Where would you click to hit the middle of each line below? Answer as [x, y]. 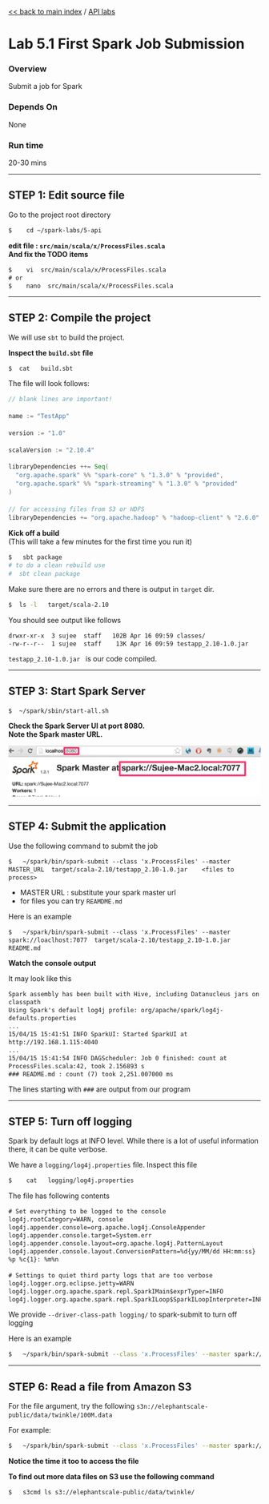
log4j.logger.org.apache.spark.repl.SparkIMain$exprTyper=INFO [116, 1292]
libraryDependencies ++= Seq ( [59, 467]
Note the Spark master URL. [56, 734]
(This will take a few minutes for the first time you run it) [100, 541]
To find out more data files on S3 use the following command [111, 1476]
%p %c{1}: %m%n [34, 1260]
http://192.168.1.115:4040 [53, 1042]
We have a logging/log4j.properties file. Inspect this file [103, 1165]
